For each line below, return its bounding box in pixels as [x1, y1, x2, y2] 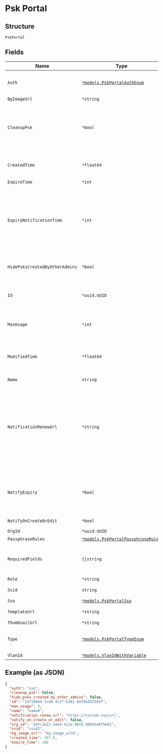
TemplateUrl [7, 609, 35, 614]
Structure [5, 22, 35, 31]
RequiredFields [7, 556, 43, 561]
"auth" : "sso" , [9, 686, 40, 691]
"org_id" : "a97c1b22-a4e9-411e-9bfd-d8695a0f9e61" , [9, 722, 116, 727]
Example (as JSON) [5, 669, 65, 677]
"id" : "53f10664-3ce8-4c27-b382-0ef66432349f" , [9, 699, 108, 705]
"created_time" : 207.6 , [9, 736, 57, 740]
